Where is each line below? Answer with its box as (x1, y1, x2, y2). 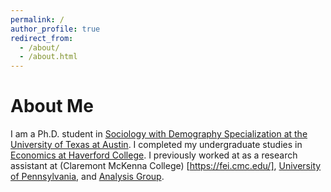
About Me (10, 95, 94, 118)
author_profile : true (10, 24, 101, 34)
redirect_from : (10, 33, 74, 43)
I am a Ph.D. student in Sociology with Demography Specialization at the (10, 128, 308, 140)
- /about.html (19, 52, 78, 62)
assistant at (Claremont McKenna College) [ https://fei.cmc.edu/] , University (10, 160, 322, 172)
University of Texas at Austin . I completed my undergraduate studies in (10, 139, 303, 151)
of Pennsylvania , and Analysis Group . (10, 171, 165, 183)
